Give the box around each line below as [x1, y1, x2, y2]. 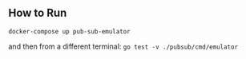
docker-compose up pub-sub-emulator [8, 27, 131, 35]
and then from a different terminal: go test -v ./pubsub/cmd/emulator [8, 41, 239, 51]
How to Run [8, 6, 67, 20]
